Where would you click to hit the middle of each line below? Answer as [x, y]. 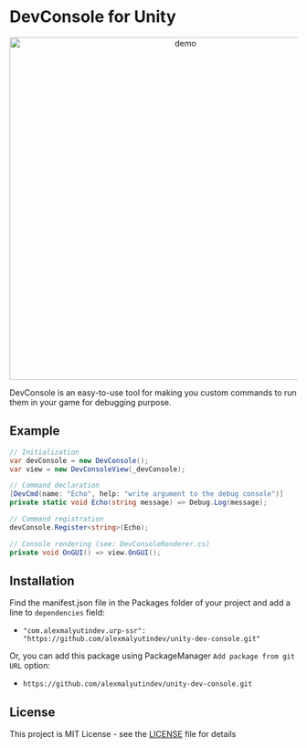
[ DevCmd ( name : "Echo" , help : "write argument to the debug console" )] [147, 494]
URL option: [30, 666]
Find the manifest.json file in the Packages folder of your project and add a [150, 603]
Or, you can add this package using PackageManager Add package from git [152, 656]
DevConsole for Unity [93, 17]
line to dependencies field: [57, 613]
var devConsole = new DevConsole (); [79, 460]
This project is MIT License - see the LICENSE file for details [123, 734]
